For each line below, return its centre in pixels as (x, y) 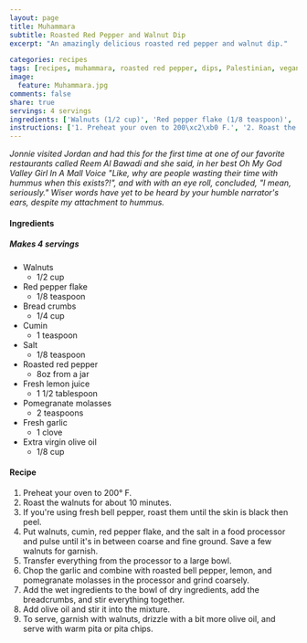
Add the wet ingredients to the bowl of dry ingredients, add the (141, 589)
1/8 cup (50, 451)
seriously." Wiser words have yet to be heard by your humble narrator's (144, 193)
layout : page (34, 18)
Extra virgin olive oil (60, 442)
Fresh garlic (45, 422)
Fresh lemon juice (56, 384)
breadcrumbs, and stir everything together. (104, 599)
